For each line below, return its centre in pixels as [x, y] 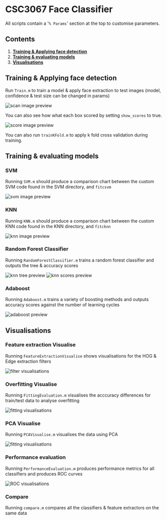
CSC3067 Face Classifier [59, 9]
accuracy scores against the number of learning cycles [62, 305]
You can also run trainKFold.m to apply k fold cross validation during [76, 135]
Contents [20, 39]
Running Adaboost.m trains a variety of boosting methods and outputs [77, 299]
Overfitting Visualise [31, 384]
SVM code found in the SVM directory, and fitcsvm [58, 187]
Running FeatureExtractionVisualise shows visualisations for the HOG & [81, 356]
